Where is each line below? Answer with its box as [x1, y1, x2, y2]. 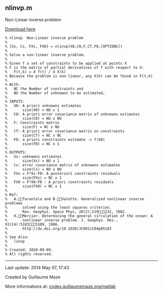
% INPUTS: [5, 99, 25, 104]
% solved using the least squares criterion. [5, 205, 112, 210]
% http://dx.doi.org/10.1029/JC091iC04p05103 [5, 226, 112, 231]
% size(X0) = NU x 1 [5, 108, 60, 112]
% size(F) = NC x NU [5, 124, 60, 129]
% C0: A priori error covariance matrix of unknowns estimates [5, 111, 140, 117]
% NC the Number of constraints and [5, 86, 83, 91]
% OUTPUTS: [5, 150, 27, 155]
